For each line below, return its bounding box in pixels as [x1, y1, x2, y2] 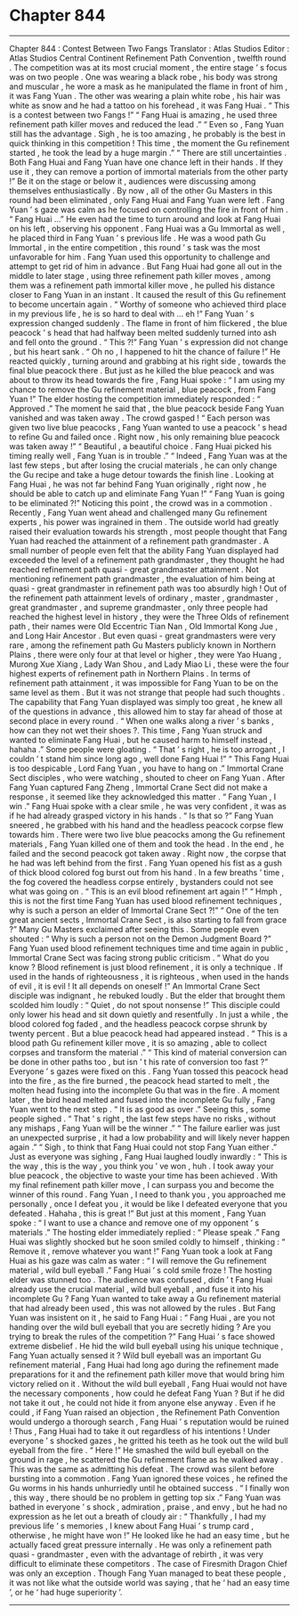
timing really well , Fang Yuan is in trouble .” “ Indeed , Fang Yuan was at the [9, 450, 287, 461]
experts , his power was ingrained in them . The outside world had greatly [9, 516, 279, 527]
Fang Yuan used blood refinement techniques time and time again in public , [9, 942, 288, 954]
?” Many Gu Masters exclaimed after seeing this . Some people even [9, 923, 260, 934]
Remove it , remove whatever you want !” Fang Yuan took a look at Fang [9, 1245, 273, 1257]
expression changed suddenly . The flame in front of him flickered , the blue [9, 317, 287, 328]
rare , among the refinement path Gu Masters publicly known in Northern [9, 639, 277, 651]
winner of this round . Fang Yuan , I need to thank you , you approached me [9, 1189, 287, 1200]
